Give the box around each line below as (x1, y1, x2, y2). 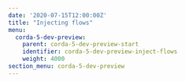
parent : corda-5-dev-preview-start (22, 41, 139, 48)
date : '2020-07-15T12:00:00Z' (8, 11, 108, 20)
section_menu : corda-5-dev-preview (8, 62, 125, 70)
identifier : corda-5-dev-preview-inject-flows (22, 48, 178, 55)
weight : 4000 (22, 55, 65, 63)
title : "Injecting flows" (8, 19, 93, 27)
